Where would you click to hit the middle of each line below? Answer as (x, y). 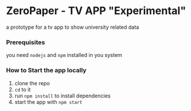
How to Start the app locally (46, 70)
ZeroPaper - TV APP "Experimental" (96, 11)
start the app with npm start (48, 102)
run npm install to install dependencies (62, 96)
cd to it (23, 89)
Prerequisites (25, 42)
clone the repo (32, 83)
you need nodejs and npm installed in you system (64, 55)
